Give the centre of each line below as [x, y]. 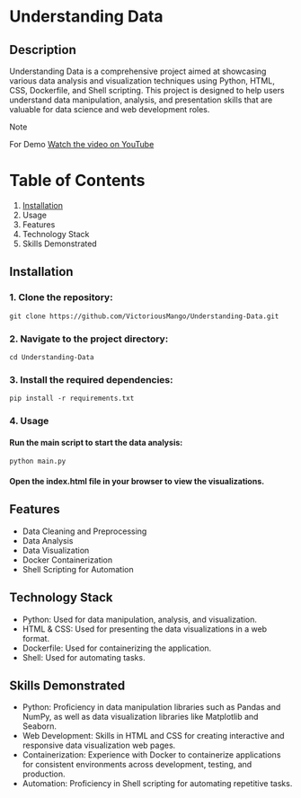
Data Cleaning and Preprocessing [84, 531]
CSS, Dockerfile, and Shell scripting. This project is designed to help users [147, 90]
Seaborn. [39, 726]
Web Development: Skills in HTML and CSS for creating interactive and [153, 736]
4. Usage [29, 421]
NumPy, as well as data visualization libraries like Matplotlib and [140, 717]
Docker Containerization [67, 560]
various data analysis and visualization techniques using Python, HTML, [142, 81]
